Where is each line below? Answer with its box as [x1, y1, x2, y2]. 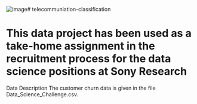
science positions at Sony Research [6, 65, 187, 78]
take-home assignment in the [6, 39, 155, 53]
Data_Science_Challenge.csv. [6, 90, 79, 98]
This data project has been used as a [6, 27, 192, 40]
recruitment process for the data [6, 52, 171, 66]
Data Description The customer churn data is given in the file [6, 84, 156, 91]
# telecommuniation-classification [27, 6, 111, 13]
